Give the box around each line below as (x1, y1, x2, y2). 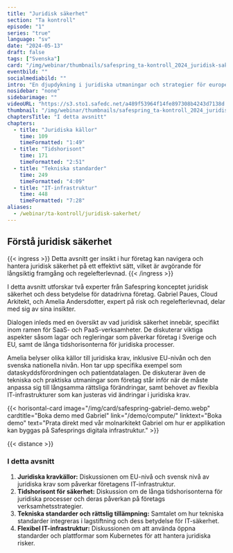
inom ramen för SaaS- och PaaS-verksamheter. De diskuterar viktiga (7, 325, 203, 334)
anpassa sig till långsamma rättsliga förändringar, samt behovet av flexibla (7, 383, 218, 391)
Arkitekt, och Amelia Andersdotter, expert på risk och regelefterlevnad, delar (7, 297, 225, 305)
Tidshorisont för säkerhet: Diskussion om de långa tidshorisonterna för (17, 487, 223, 495)
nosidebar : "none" (7, 87, 60, 94)
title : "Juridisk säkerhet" (7, 10, 89, 17)
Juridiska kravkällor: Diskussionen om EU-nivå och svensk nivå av (17, 473, 209, 481)
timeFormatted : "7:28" (19, 197, 85, 205)
